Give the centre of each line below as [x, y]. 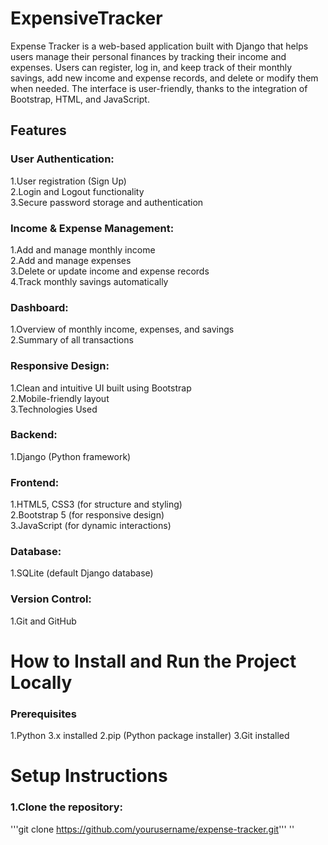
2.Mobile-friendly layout [60, 398]
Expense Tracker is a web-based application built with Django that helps [159, 46]
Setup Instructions [89, 776]
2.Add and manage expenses [71, 260]
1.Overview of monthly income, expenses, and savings [122, 329]
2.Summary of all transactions [72, 340]
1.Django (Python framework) [71, 456]
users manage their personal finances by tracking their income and [148, 56]
